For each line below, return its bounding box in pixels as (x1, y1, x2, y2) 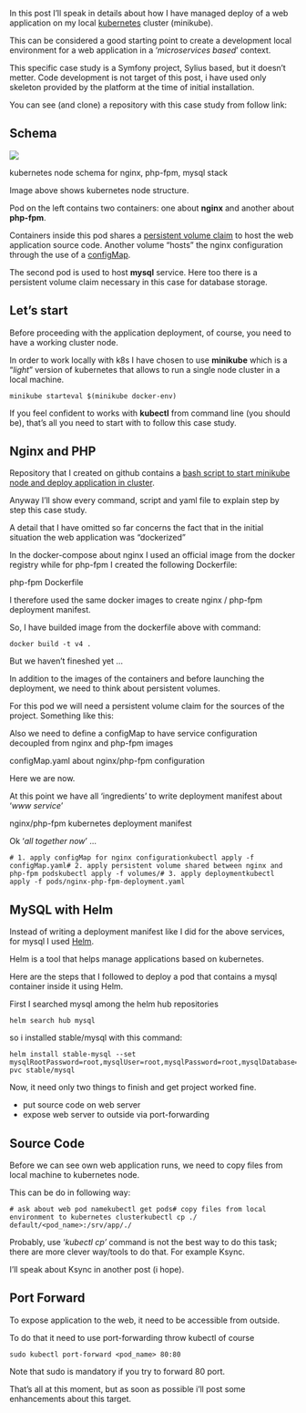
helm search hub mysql (9, 1016, 96, 1026)
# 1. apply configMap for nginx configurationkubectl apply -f (9, 853, 255, 862)
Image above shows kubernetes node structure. (9, 184, 189, 195)
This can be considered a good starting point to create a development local (9, 36, 292, 46)
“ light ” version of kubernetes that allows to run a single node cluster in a (9, 364, 280, 375)
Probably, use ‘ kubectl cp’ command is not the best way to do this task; (9, 1237, 278, 1248)
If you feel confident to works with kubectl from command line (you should (9, 407, 291, 418)
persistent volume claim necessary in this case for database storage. (9, 276, 269, 287)
